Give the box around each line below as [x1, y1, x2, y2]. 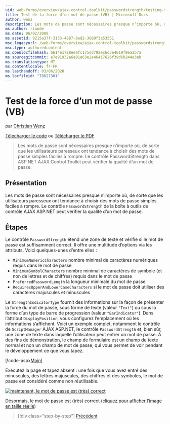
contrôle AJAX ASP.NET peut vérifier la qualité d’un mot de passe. [5, 208, 143, 215]
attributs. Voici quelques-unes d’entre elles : [5, 247, 97, 254]
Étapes [5, 223, 28, 232]
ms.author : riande [5, 26, 44, 31]
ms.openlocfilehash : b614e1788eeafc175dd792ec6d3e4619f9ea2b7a [5, 50, 142, 55]
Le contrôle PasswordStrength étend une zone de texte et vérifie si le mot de [5, 236, 163, 242]
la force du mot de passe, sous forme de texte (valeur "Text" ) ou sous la [5, 305, 156, 311]
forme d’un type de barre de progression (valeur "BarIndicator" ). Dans [5, 310, 154, 316]
